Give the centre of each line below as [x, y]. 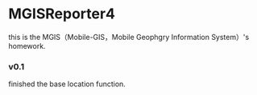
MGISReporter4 [62, 14]
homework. [27, 46]
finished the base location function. [67, 84]
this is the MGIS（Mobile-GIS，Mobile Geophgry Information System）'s [129, 37]
